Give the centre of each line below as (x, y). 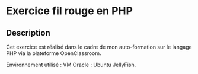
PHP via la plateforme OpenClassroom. (54, 53)
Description (28, 33)
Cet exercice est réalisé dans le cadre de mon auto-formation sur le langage (99, 47)
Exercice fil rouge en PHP (70, 11)
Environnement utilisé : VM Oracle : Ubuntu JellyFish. (71, 65)
